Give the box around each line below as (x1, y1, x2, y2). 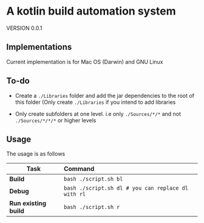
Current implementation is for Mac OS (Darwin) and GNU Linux (6, 58, 163, 65)
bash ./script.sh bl (63, 176, 123, 183)
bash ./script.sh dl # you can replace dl (63, 185, 188, 192)
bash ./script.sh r (63, 204, 120, 211)
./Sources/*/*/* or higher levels (15, 117, 97, 124)
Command (63, 165, 95, 173)
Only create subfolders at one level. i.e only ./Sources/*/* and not (15, 110, 181, 117)
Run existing (9, 199, 47, 208)
